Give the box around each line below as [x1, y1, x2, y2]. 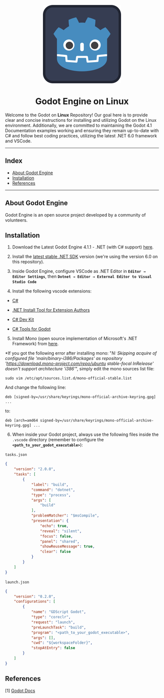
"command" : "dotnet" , [31, 487, 76, 492]
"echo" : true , [40, 523, 69, 528]
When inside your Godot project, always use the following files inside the [12, 431, 159, 437]
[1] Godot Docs [5, 687, 36, 694]
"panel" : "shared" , [40, 539, 80, 544]
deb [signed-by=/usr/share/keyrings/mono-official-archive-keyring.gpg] [5, 395, 156, 400]
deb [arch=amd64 [5, 418, 38, 423]
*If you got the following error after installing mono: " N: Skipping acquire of [5, 350, 157, 356]
